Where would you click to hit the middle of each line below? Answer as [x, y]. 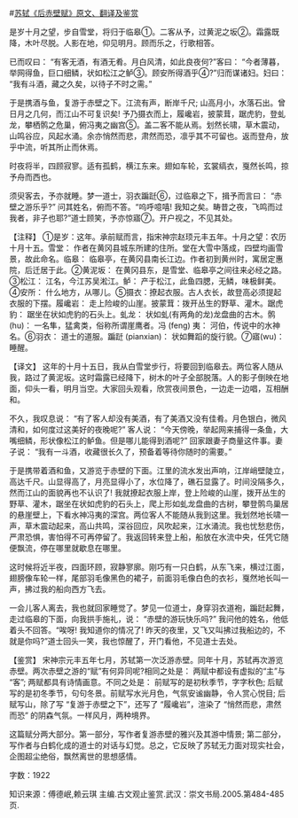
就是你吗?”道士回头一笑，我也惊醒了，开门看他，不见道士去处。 [125, 641]
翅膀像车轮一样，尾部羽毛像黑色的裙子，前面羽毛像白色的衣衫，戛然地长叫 [145, 578]
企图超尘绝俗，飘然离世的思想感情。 [75, 756]
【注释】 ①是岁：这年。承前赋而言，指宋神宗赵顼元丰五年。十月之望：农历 [148, 237]
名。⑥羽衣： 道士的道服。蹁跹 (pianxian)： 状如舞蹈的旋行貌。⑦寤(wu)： [147, 336]
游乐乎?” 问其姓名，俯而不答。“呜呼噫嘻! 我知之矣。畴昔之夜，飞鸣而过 [154, 207]
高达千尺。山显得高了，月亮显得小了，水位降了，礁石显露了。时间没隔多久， [149, 482]
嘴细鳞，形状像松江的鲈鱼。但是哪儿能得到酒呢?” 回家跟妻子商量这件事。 [142, 440]
